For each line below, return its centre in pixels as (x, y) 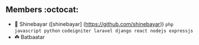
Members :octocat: (42, 10)
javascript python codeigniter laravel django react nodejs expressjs (104, 31)
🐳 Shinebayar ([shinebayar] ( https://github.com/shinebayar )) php (94, 24)
